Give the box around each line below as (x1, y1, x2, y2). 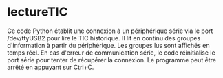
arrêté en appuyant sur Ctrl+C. (7, 63, 94, 71)
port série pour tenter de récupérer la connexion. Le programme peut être (7, 55, 217, 64)
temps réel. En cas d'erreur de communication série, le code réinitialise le (7, 49, 215, 57)
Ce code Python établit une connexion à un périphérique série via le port (7, 27, 213, 35)
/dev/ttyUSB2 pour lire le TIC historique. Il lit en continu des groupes (7, 34, 201, 42)
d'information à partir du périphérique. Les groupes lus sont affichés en (7, 41, 210, 49)
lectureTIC (7, 4, 68, 20)
